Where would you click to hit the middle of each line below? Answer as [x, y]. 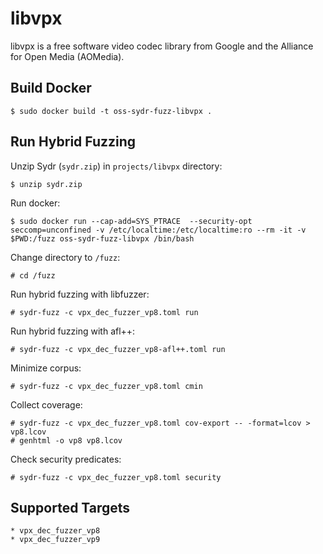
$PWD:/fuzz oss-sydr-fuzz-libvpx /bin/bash [102, 238]
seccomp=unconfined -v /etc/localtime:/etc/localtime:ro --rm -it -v [158, 230]
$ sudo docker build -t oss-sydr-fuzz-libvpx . [111, 111]
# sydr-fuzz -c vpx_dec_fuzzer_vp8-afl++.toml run [118, 349]
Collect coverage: [46, 404]
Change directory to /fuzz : [65, 257]
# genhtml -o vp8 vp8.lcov [66, 440]
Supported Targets [70, 507]
